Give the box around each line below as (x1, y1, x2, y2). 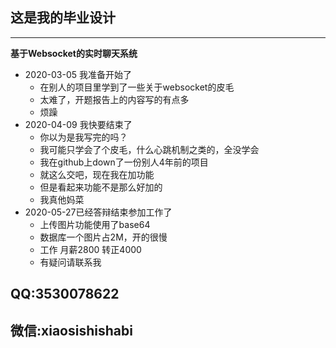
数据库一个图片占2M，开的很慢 (39, 231, 168, 243)
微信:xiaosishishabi (10, 322, 133, 339)
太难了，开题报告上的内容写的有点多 (39, 93, 190, 105)
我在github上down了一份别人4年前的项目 (39, 156, 209, 168)
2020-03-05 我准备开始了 (24, 68, 132, 80)
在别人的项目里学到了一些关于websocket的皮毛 (39, 81, 235, 93)
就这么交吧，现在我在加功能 (39, 168, 155, 180)
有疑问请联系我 (39, 256, 102, 268)
